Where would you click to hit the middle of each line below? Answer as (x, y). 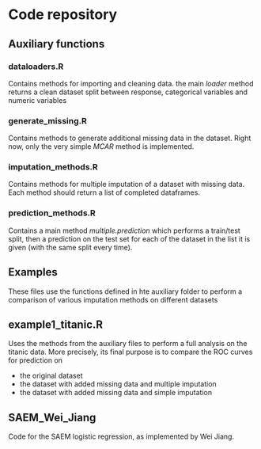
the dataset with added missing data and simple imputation (115, 393)
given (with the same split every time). (70, 247)
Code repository (63, 15)
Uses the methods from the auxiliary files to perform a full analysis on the (128, 344)
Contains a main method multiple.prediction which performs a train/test (125, 230)
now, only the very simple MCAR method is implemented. (101, 146)
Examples (33, 272)
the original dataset (51, 376)
